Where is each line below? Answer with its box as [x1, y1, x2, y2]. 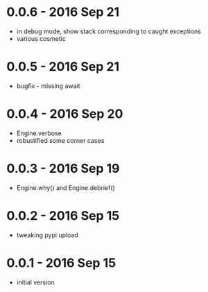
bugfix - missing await [16, 81, 80, 90]
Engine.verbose [16, 129, 62, 137]
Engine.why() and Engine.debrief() [16, 183, 115, 191]
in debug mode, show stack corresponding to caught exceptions [16, 27, 202, 35]
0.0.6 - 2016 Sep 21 [6, 4, 120, 20]
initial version [16, 278, 55, 286]
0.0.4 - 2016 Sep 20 [6, 106, 123, 122]
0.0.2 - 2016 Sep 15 [6, 207, 120, 223]
